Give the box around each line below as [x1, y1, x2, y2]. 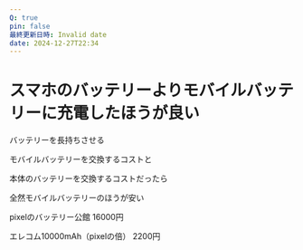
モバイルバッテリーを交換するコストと [9, 154, 152, 165]
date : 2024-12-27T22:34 [9, 38, 99, 48]
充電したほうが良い [57, 103, 201, 123]
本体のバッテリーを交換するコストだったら [9, 173, 168, 184]
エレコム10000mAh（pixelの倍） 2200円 [9, 231, 161, 242]
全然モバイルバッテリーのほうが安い [9, 192, 145, 204]
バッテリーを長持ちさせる [9, 135, 105, 146]
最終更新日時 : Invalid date [9, 30, 107, 39]
